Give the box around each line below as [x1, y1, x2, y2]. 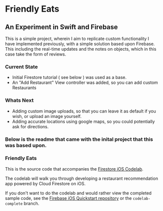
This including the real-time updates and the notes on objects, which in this [5, 46, 157, 52]
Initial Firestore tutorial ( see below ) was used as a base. [12, 75, 127, 80]
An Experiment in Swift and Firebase [5, 23, 118, 31]
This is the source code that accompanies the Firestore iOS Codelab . [5, 166, 143, 172]
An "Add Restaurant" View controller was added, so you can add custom [12, 79, 158, 86]
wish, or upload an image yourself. [12, 113, 82, 119]
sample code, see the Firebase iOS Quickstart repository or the [5, 195, 132, 201]
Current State [5, 63, 38, 70]
